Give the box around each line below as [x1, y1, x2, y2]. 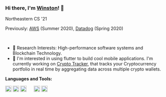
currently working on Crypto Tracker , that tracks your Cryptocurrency [12, 61, 156, 67]
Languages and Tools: [5, 76, 53, 82]
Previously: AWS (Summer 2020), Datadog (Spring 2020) [5, 25, 124, 31]
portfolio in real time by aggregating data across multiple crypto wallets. [12, 66, 161, 72]
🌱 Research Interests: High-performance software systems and [12, 45, 143, 51]
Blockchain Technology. [12, 50, 62, 56]
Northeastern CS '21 [5, 16, 47, 22]
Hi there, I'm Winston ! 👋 [5, 4, 64, 11]
